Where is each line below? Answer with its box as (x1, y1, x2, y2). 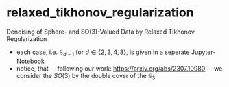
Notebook (16, 57, 45, 65)
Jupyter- (191, 48, 216, 56)
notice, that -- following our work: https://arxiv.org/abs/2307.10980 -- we (16, 64, 223, 73)
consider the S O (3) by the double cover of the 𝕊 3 (16, 71, 156, 82)
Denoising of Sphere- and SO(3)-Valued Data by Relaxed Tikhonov (6, 27, 195, 36)
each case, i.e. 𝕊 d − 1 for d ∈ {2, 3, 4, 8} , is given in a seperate (16, 48, 190, 58)
